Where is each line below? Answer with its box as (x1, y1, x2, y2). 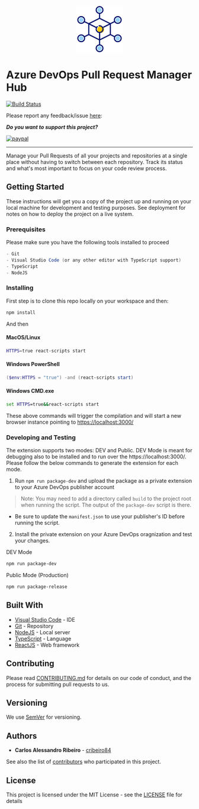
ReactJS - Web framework (14, 641, 80, 649)
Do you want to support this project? (6, 123, 98, 130)
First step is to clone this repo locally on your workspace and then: (6, 297, 169, 304)
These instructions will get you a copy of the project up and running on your (6, 197, 191, 204)
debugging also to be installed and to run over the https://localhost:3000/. (6, 453, 187, 460)
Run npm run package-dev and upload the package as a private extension (14, 477, 192, 484)
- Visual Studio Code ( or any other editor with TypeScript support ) (6, 257, 182, 263)
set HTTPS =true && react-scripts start (6, 401, 99, 408)
